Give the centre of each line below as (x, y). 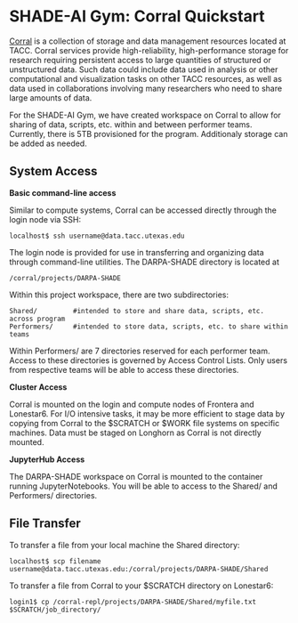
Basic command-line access (63, 192)
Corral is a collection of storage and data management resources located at (148, 41)
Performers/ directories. (53, 495)
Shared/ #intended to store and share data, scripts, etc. (137, 311)
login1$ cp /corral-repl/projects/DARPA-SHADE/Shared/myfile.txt (133, 602)
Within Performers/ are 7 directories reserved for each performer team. (140, 351)
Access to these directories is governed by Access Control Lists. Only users (148, 360)
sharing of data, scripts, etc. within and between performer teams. (131, 124)
